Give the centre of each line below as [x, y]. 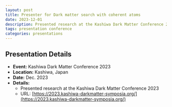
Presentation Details [38, 54]
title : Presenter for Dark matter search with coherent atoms [73, 15]
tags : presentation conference [39, 29]
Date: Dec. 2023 [30, 77]
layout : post [19, 10]
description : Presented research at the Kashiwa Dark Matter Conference [84, 24]
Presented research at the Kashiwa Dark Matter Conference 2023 [90, 88]
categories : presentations [34, 34]
